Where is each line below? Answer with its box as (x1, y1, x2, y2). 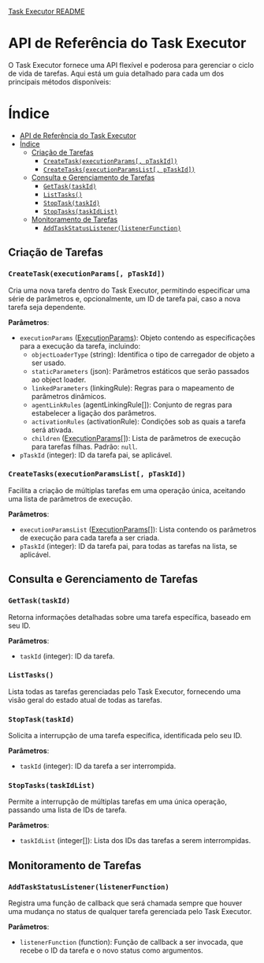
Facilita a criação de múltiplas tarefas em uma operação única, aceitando (8, 485, 246, 495)
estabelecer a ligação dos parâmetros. (31, 408, 157, 417)
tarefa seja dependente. (8, 302, 86, 312)
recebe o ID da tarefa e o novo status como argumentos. (19, 946, 203, 955)
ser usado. (31, 358, 66, 368)
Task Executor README (8, 7, 85, 16)
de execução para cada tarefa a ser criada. (19, 532, 160, 543)
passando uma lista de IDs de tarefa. (8, 805, 128, 815)
